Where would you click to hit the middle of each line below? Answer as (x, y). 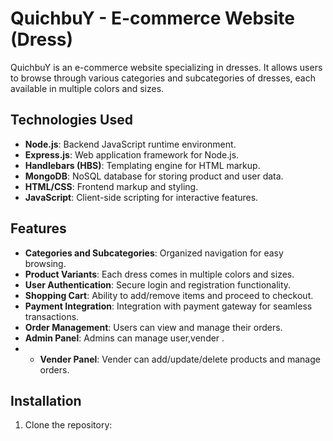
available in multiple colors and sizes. (87, 88)
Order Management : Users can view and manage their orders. (153, 327)
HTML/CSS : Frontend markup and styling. (111, 186)
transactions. (52, 316)
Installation (46, 400)
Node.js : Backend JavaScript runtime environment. (130, 144)
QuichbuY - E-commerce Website (152, 18)
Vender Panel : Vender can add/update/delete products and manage (180, 359)
